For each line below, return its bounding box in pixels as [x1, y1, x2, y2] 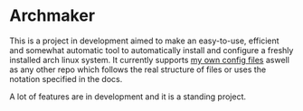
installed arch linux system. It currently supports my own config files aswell [9, 54, 289, 65]
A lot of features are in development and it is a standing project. [9, 91, 247, 102]
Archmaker [9, 5, 96, 26]
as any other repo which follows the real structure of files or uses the [9, 64, 267, 75]
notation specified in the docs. [9, 73, 123, 84]
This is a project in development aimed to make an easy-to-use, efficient [9, 35, 279, 46]
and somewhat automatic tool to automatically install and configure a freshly [9, 44, 294, 55]
